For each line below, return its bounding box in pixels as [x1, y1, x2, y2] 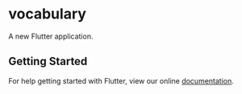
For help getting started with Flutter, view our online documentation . [8, 76, 234, 85]
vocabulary [8, 5, 87, 23]
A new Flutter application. [8, 31, 94, 41]
